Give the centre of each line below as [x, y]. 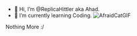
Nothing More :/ [25, 27]
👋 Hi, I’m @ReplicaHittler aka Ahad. [57, 9]
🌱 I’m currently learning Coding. [53, 15]
